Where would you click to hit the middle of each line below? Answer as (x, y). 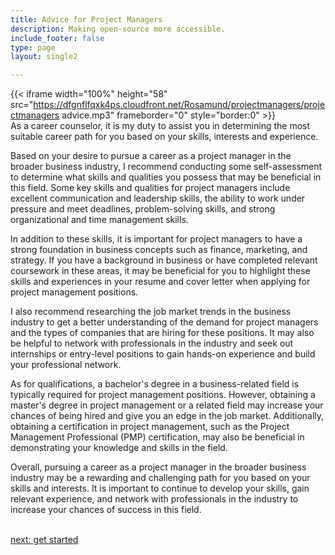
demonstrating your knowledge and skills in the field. (119, 448)
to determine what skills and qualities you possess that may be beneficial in (166, 177)
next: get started (44, 540)
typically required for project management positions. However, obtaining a (163, 395)
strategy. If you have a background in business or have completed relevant (164, 260)
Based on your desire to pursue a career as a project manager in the (151, 156)
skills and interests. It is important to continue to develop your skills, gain (160, 488)
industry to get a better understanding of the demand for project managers (164, 322)
